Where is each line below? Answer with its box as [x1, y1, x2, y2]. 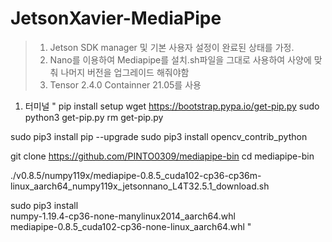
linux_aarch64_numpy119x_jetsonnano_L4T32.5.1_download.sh [10, 180, 270, 192]
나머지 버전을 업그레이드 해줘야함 [60, 66, 190, 78]
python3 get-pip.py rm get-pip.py [24, 111, 164, 123]
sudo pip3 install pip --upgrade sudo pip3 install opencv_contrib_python [10, 130, 308, 142]
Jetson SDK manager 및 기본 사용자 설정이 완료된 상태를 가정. [49, 41, 295, 53]
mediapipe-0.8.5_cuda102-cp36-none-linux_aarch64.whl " [10, 220, 252, 232]
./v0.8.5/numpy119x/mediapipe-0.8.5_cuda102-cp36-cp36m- [10, 169, 262, 181]
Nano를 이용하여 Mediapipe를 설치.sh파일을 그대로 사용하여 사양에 [49, 53, 312, 66]
